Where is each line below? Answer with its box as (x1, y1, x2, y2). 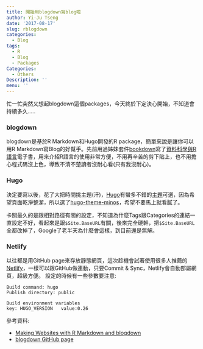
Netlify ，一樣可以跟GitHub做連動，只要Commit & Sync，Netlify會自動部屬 (6, 264, 192, 272)
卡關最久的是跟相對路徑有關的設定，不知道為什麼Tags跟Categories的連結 (6, 211, 190, 219)
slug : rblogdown (6, 26, 48, 32)
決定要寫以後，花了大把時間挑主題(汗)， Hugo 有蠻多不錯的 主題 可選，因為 (6, 191, 190, 198)
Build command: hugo (6, 284, 59, 290)
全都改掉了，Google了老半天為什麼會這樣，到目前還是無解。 (6, 227, 158, 234)
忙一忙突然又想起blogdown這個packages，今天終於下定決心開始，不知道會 (6, 100, 195, 107)
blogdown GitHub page (15, 336, 74, 343)
